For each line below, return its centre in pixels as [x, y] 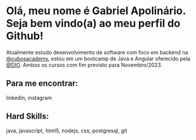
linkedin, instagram [29, 97]
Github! [25, 36]
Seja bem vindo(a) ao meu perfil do [93, 23]
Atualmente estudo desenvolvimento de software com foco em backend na [97, 52]
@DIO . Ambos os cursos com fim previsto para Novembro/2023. [84, 65]
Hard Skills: [27, 116]
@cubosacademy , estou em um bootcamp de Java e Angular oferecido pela [98, 58]
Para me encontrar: [42, 84]
